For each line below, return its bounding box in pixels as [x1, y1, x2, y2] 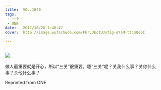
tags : [5, 12, 16, 17]
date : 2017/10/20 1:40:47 [5, 26, 63, 30]
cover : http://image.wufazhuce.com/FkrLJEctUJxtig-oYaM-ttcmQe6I [5, 30, 145, 35]
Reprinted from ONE [5, 79, 47, 85]
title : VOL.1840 [5, 7, 41, 12]
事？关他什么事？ [5, 69, 40, 75]
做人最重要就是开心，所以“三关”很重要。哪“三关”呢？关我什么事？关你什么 [5, 63, 156, 69]
